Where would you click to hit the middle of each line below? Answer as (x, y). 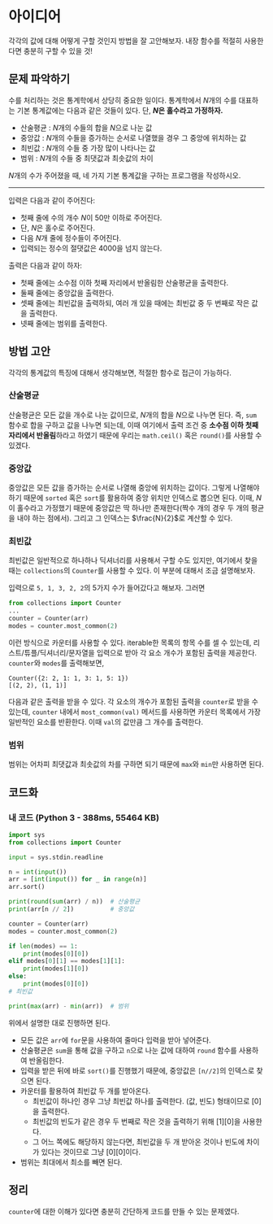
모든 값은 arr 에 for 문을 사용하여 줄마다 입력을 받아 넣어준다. (115, 1040)
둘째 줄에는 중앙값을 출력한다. (67, 293)
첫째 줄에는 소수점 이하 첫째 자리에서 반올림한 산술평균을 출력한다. (124, 282)
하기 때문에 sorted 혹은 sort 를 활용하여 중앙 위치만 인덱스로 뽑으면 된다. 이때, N (135, 498)
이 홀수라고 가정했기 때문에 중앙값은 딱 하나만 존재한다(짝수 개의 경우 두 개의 (129, 508)
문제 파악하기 (39, 79)
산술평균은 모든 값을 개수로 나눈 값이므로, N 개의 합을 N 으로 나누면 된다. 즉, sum (133, 415)
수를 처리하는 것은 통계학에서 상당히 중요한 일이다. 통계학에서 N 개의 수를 (123, 100)
